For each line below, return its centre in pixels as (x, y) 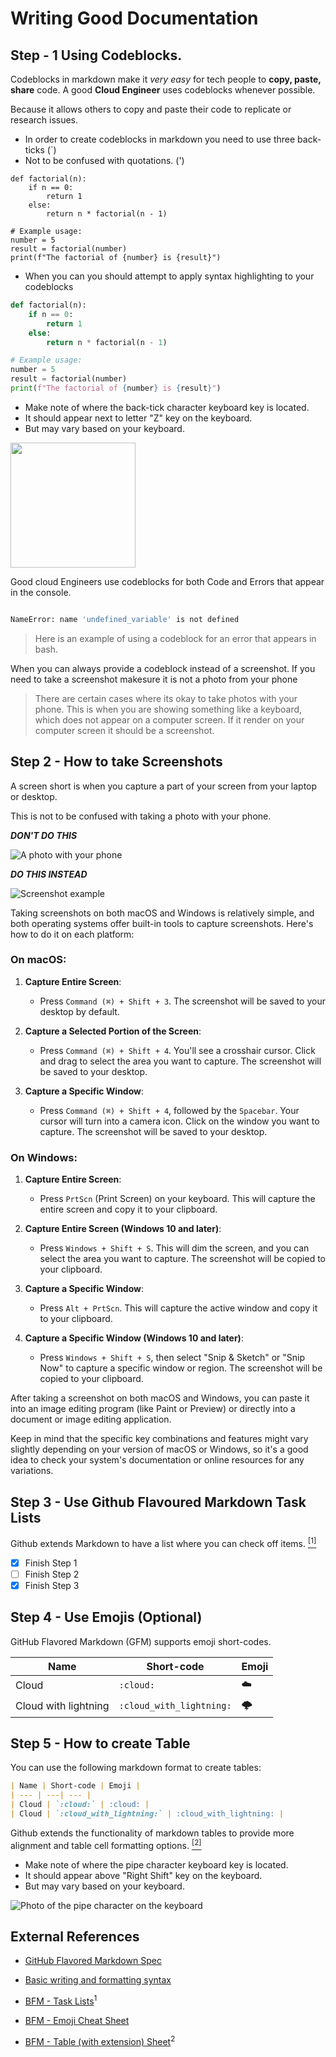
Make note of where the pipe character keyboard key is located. (156, 1864)
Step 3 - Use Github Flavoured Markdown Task (158, 1502)
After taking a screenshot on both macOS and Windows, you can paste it (160, 1398)
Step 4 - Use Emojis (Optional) (106, 1617)
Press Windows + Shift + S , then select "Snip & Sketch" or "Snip (172, 1358)
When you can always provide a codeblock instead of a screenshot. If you (163, 668)
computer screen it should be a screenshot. (124, 730)
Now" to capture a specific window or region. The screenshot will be (181, 1368)
